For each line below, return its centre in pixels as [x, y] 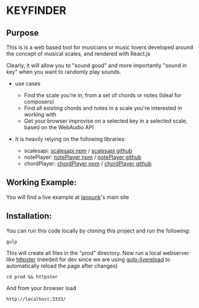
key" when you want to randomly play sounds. [64, 72]
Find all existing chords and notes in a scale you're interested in [103, 108]
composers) [39, 101]
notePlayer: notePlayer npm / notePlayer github [83, 157]
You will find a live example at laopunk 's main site [68, 197]
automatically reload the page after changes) [62, 266]
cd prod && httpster [32, 277]
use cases [28, 83]
